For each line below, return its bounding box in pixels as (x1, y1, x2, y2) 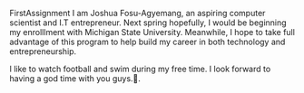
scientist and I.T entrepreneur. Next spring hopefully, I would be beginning (9, 17, 288, 28)
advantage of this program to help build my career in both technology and (9, 36, 286, 47)
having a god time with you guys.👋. (9, 73, 141, 84)
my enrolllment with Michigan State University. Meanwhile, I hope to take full (9, 27, 295, 37)
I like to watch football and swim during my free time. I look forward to (9, 63, 271, 74)
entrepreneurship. (9, 46, 77, 57)
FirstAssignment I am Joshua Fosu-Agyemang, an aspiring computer (9, 8, 266, 18)
